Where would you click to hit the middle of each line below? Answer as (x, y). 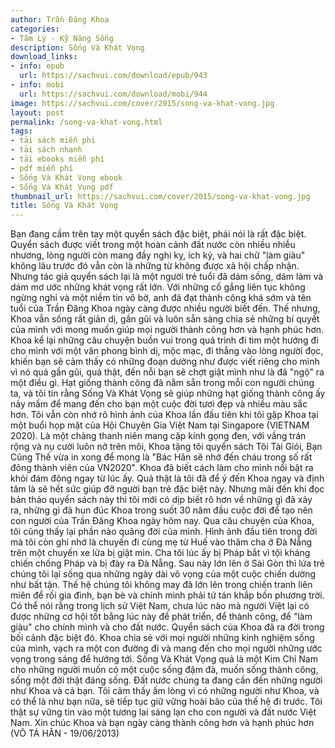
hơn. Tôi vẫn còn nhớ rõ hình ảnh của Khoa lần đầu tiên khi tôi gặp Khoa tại (164, 415)
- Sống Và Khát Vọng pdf (62, 187)
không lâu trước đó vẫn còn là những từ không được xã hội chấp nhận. (155, 266)
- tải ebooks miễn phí (57, 159)
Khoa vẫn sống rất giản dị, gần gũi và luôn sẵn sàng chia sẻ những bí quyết (165, 319)
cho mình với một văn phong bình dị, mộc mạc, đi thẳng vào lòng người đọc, (167, 351)
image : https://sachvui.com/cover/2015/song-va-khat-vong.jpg (142, 103)
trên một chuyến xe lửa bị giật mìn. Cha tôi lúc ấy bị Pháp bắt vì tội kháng (160, 553)
